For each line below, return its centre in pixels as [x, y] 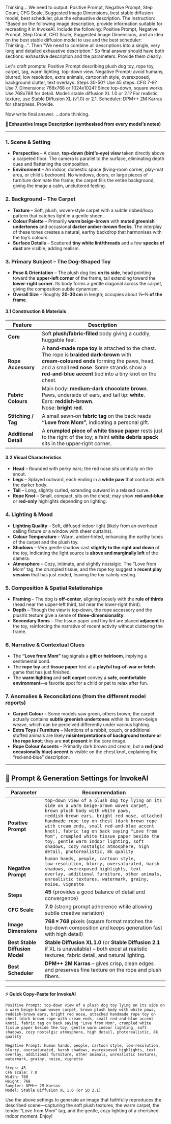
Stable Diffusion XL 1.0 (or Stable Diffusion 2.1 [103, 942]
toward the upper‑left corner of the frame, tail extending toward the [84, 278]
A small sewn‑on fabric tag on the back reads [96, 416]
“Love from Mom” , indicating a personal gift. [95, 422]
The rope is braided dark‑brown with [86, 355]
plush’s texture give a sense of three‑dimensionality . [69, 615]
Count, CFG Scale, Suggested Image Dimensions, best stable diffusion [79, 13]
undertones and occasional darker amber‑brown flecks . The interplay [87, 227]
